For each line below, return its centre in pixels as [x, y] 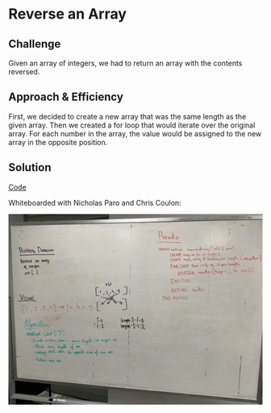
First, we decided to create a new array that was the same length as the [127, 116]
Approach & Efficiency [66, 97]
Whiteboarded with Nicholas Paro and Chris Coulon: [95, 202]
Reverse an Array [68, 14]
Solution [30, 167]
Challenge [35, 44]
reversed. [24, 72]
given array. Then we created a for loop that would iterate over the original [132, 125]
